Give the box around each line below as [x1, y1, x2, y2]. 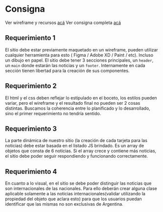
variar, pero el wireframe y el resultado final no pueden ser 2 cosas [5, 100, 140, 106]
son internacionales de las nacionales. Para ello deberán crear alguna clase [5, 186, 158, 191]
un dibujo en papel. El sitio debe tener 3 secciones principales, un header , [5, 57, 154, 63]
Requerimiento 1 [5, 34, 56, 42]
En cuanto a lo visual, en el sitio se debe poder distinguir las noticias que [5, 180, 152, 187]
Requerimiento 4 [5, 167, 57, 176]
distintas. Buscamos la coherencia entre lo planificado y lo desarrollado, [5, 105, 150, 111]
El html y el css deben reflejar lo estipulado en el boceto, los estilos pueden [5, 94, 158, 101]
